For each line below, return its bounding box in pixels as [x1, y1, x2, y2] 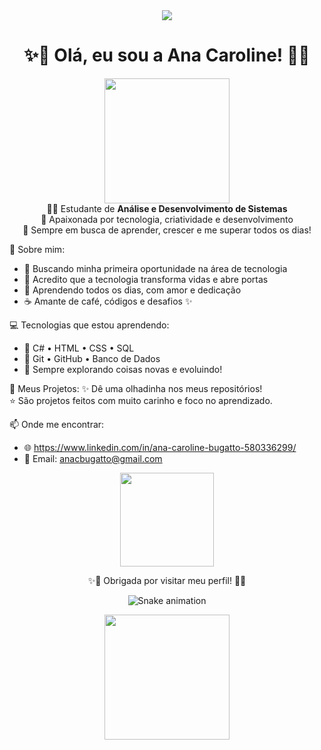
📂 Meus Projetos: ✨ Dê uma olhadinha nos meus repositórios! [9, 382, 263, 394]
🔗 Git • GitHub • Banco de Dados [23, 352, 161, 364]
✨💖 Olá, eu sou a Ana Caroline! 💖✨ [23, 44, 311, 67]
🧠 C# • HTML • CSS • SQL [23, 342, 135, 354]
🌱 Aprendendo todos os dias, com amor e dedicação [23, 284, 242, 296]
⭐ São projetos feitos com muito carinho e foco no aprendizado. [9, 394, 273, 406]
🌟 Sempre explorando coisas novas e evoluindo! [23, 363, 223, 375]
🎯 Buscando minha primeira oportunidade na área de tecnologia [23, 262, 288, 274]
